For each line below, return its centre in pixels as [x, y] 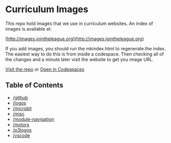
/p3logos [22, 130]
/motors [21, 124]
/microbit [22, 108]
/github [20, 97]
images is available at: [29, 28]
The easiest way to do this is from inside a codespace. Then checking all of [85, 54]
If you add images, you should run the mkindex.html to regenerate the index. [86, 48]
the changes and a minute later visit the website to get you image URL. [80, 59]
